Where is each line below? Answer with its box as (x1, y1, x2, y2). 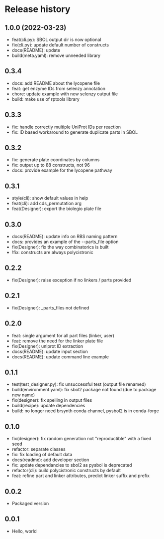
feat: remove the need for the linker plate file (11, 338, 103, 344)
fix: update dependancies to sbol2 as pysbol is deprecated (11, 462, 132, 468)
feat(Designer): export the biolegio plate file (11, 206, 101, 212)
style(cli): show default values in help (11, 195, 88, 201)
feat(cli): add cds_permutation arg (11, 201, 82, 207)
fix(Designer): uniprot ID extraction (11, 343, 83, 349)
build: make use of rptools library (11, 96, 80, 102)
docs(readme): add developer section (11, 457, 89, 463)
